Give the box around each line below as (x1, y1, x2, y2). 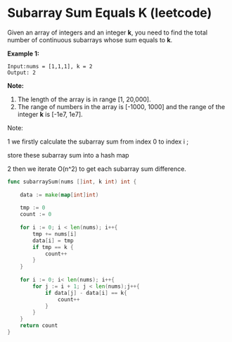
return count (20, 322, 58, 329)
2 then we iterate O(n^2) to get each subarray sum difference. (7, 164, 186, 173)
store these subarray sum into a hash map (7, 151, 129, 159)
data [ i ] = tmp (32, 237, 74, 244)
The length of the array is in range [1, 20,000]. (17, 95, 151, 103)
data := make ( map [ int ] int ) (20, 191, 99, 198)
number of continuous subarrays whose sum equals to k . (7, 35, 173, 44)
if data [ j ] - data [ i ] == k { (44, 289, 128, 296)
